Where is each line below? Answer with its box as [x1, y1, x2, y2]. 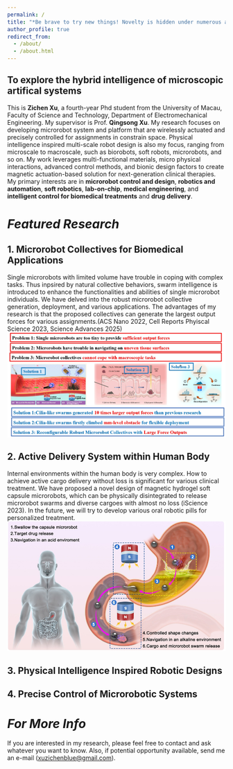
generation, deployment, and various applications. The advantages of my [7, 302, 216, 311]
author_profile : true [7, 26, 70, 33]
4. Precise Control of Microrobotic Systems [7, 689, 198, 700]
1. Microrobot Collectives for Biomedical [7, 243, 184, 256]
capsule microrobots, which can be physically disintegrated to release [7, 491, 207, 499]
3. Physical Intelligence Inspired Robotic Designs [7, 664, 223, 676]
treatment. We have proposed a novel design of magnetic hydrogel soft [7, 484, 211, 492]
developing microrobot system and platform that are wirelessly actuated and [7, 126, 225, 134]
